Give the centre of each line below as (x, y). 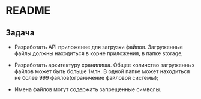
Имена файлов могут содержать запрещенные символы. (88, 89)
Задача (20, 33)
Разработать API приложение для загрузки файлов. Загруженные (99, 47)
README (28, 10)
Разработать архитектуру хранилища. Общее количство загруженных (104, 65)
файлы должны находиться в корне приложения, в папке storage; (99, 53)
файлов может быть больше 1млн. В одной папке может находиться (102, 71)
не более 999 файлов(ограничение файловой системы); (86, 78)
